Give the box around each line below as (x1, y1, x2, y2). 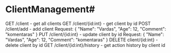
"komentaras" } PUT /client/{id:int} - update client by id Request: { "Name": (5, 31, 164, 37)
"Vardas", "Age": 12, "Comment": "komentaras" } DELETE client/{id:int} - (5, 37, 158, 43)
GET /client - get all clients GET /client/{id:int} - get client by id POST (5, 20, 151, 26)
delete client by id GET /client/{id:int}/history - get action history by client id (5, 42, 165, 48)
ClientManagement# (5, 4, 95, 15)
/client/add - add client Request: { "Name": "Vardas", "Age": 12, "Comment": (5, 25, 166, 32)
